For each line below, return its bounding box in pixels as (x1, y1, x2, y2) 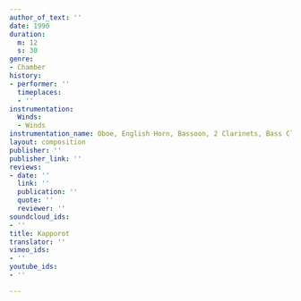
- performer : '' (9, 79, 70, 88)
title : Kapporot (9, 229, 70, 238)
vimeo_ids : (9, 246, 50, 255)
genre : (9, 54, 34, 63)
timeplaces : (17, 88, 63, 96)
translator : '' (9, 238, 66, 247)
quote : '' (17, 196, 54, 205)
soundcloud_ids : (9, 212, 70, 222)
